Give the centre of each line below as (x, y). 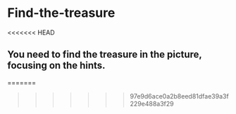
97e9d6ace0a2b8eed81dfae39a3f (179, 96)
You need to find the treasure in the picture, (105, 55)
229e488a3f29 (152, 103)
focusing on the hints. (56, 66)
